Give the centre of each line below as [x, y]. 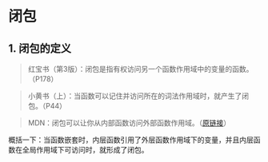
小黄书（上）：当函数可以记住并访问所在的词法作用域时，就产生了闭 [138, 96]
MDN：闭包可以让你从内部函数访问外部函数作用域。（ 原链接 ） [129, 123]
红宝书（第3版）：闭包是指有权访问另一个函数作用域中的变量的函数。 [140, 69]
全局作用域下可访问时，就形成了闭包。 [85, 150]
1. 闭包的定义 [40, 48]
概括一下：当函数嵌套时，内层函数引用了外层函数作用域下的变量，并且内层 [131, 140]
